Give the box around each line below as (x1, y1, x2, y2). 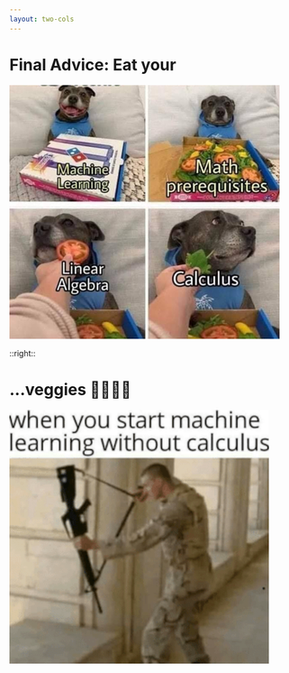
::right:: (9, 347, 36, 358)
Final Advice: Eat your (9, 54, 177, 75)
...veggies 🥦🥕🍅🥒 (9, 379, 132, 400)
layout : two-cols (9, 14, 75, 23)
